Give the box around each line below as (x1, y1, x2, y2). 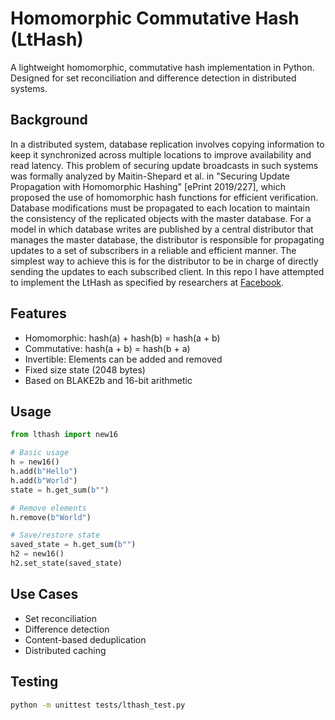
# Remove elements (10, 503, 87, 513)
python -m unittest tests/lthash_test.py (10, 700, 186, 710)
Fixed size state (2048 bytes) (24, 363, 146, 376)
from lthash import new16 (10, 430, 118, 440)
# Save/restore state (10, 530, 101, 541)
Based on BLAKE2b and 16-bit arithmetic (24, 374, 193, 386)
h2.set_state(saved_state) (10, 558, 123, 568)
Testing (10, 673, 59, 691)
